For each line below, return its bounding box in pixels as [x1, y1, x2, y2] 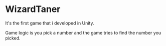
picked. [5, 35, 21, 41]
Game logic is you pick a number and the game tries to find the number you [5, 29, 161, 35]
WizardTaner [5, 3, 61, 15]
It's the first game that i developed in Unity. [5, 20, 94, 26]
